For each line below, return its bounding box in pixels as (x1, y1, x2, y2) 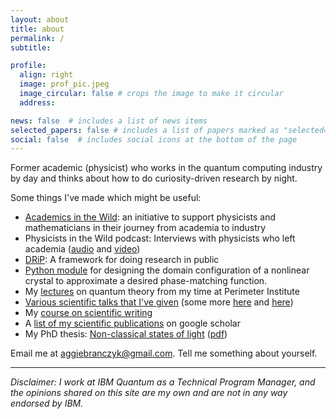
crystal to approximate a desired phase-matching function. (24, 275, 268, 287)
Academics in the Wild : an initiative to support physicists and (24, 211, 277, 223)
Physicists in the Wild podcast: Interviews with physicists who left (24, 232, 296, 245)
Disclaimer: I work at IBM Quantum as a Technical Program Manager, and (10, 376, 316, 388)
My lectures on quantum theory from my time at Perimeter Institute (24, 286, 300, 298)
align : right (19, 70, 74, 80)
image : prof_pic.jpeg (19, 79, 110, 90)
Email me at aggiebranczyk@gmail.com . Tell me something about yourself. (10, 347, 318, 360)
